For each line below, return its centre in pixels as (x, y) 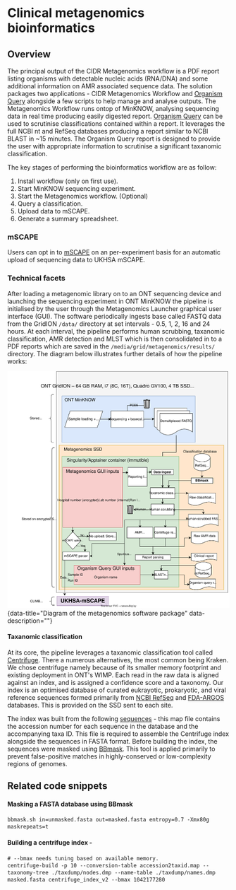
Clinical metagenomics (76, 13)
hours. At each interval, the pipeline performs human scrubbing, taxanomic (116, 331)
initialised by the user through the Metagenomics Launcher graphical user (114, 308)
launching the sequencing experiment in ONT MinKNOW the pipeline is (110, 301)
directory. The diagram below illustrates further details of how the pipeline (115, 353)
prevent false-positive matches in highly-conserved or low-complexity (109, 756)
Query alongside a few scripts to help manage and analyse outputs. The (112, 101)
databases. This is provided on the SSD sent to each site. (90, 705)
